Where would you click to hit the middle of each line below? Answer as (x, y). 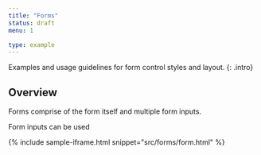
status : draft (32, 23)
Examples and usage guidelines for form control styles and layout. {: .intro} (131, 68)
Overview (33, 92)
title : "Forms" (33, 15)
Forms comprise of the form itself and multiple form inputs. (105, 111)
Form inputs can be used (49, 127)
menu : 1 (21, 30)
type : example (32, 45)
